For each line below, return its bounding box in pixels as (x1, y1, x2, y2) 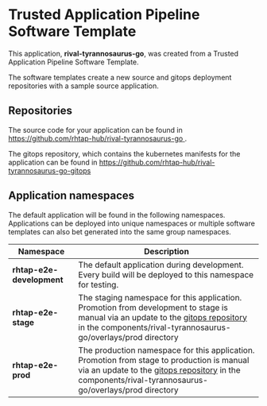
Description (144, 246, 189, 257)
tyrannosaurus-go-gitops (8, 165, 91, 176)
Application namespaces (8, 189, 135, 203)
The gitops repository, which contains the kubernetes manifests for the (8, 149, 241, 158)
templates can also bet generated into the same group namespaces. (8, 226, 232, 236)
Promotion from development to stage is (78, 302, 228, 313)
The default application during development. (78, 259, 244, 270)
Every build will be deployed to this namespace (78, 269, 254, 280)
